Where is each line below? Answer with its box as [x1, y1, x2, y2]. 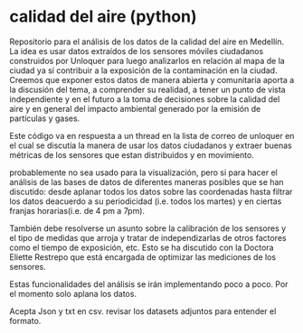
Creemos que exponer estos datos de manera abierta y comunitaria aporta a [9, 74, 295, 85]
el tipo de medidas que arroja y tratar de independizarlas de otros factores [9, 232, 287, 243]
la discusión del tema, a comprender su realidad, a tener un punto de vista [9, 84, 287, 95]
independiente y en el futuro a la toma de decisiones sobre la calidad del [9, 93, 280, 105]
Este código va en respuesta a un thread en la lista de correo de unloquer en [9, 130, 295, 141]
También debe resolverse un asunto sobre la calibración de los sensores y [9, 223, 287, 234]
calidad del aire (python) [9, 6, 197, 27]
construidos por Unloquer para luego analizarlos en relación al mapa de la [9, 55, 285, 66]
